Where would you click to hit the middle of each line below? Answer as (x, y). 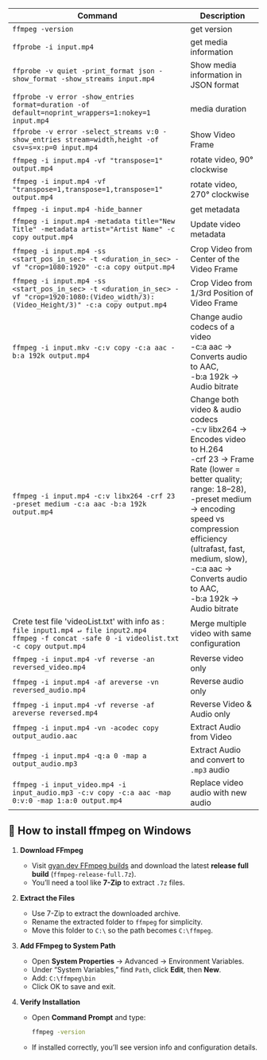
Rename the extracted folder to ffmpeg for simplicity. (117, 921)
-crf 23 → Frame (222, 459)
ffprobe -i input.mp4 (53, 47)
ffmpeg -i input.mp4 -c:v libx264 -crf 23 (94, 496)
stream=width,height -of (112, 140)
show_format (35, 79)
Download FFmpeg (51, 850)
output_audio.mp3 (45, 764)
